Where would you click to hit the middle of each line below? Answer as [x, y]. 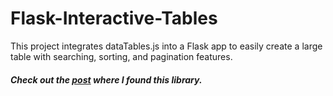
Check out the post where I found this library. [106, 79]
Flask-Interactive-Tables [114, 18]
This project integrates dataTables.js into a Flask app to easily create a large [166, 46]
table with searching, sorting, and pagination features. [121, 56]
